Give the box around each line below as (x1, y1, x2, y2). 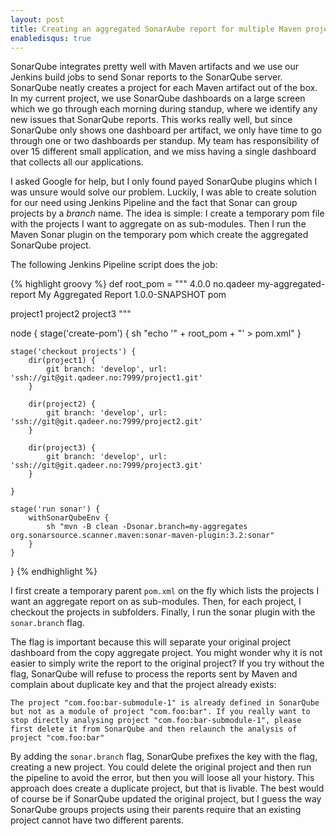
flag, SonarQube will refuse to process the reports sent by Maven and (10, 668, 298, 680)
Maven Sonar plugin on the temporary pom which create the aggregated (10, 229, 309, 241)
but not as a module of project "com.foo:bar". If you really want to (10, 707, 311, 717)
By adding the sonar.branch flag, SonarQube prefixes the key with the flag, (10, 751, 318, 763)
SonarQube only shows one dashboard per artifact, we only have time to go (10, 124, 322, 136)
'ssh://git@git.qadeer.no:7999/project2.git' (10, 417, 203, 427)
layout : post (10, 14, 65, 25)
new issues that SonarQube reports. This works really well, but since (10, 114, 293, 126)
